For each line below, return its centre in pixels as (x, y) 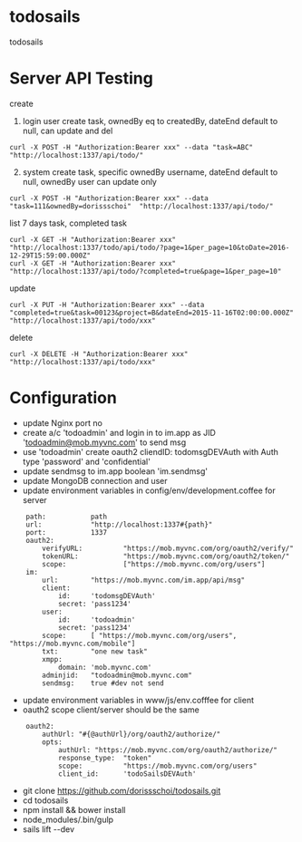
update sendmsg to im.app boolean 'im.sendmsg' (115, 471)
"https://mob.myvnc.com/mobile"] (73, 644)
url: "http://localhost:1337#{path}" (119, 524)
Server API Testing (82, 78)
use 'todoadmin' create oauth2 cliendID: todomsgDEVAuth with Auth (150, 451)
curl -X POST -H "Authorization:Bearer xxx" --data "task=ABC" (132, 147)
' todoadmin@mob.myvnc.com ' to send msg (104, 442)
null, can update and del (68, 131)
